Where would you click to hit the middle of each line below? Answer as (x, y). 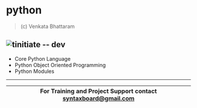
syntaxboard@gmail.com (98, 98)
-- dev (54, 45)
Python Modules (34, 71)
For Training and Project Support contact (98, 91)
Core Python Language (43, 58)
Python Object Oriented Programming (60, 65)
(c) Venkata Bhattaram (47, 26)
